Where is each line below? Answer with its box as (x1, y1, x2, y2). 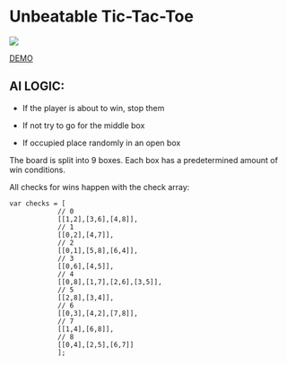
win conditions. (9, 164, 65, 175)
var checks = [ (9, 199, 66, 208)
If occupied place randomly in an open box (22, 137, 181, 148)
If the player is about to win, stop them (22, 102, 165, 113)
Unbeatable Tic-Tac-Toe (9, 6, 195, 27)
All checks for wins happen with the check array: (9, 181, 190, 192)
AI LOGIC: (9, 79, 65, 94)
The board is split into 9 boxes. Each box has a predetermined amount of (9, 154, 278, 165)
